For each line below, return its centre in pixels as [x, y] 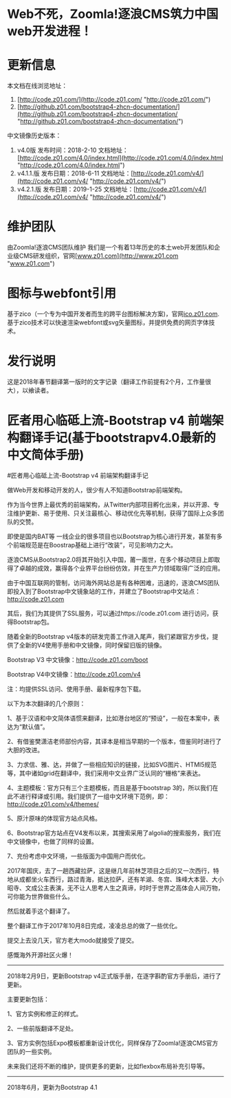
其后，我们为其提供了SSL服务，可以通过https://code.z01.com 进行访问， [110, 613]
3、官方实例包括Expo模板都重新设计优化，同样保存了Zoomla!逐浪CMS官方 [113, 1043]
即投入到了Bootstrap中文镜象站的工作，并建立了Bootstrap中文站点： [104, 591]
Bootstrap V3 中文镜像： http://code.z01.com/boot [78, 659]
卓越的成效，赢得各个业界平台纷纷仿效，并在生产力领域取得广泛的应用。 [121, 568]
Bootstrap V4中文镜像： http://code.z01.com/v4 [74, 674]
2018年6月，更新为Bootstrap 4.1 [52, 1087]
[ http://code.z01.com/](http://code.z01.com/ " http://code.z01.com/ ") [114, 100]
